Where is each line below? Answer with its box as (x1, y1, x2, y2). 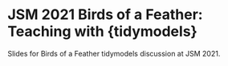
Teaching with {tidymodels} (7, 22, 197, 41)
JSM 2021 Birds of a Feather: (7, 6, 203, 24)
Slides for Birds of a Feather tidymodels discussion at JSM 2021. (7, 49, 221, 58)
